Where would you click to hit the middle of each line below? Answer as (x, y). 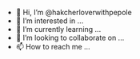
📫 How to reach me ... (53, 47)
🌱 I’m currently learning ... (58, 29)
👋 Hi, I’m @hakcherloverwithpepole (74, 12)
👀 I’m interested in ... (50, 21)
